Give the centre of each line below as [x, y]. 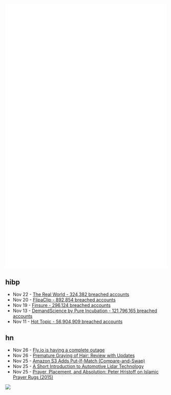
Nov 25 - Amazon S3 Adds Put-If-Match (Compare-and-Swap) [79, 361]
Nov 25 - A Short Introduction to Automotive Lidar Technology [78, 366]
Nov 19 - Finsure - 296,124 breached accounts [62, 305]
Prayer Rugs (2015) [33, 377]
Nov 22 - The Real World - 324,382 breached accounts [71, 294]
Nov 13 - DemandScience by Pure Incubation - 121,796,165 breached [85, 311]
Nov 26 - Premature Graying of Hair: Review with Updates [74, 356]
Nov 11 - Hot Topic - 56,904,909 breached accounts [68, 322]
